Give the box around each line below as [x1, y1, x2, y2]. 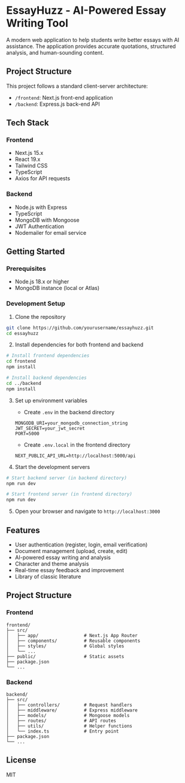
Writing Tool [6, 16, 69, 30]
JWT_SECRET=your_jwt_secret [14, 425, 85, 431]
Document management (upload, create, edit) [14, 548, 128, 555]
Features [6, 525, 40, 535]
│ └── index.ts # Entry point [6, 728, 119, 734]
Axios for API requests [14, 175, 71, 182]
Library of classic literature [14, 573, 81, 580]
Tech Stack [6, 118, 49, 128]
